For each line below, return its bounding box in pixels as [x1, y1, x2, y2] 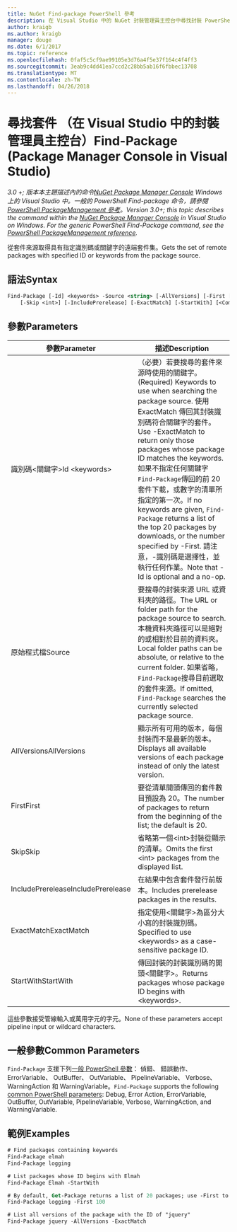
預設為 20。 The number [144, 793, 225, 803]
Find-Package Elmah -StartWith [7, 1179, 99, 1186]
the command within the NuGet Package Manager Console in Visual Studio [7, 214, 226, 222]
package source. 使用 [137, 396, 209, 405]
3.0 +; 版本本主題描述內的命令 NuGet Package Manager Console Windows [7, 188, 223, 197]
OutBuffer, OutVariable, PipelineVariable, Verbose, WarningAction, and [7, 1098, 212, 1106]
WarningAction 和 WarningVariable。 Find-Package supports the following [7, 1082, 219, 1090]
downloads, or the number [137, 531, 226, 541]
